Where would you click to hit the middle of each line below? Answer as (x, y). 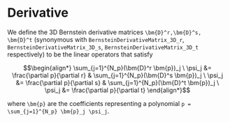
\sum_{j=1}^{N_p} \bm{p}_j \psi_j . (58, 111)
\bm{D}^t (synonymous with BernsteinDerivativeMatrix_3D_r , (96, 39)
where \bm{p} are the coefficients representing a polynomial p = (99, 103)
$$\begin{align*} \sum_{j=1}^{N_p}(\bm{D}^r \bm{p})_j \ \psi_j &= (117, 68)
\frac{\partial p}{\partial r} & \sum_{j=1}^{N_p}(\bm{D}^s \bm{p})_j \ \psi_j (117, 75)
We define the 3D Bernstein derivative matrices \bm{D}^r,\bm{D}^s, (104, 32)
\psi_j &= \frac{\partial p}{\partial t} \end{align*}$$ (117, 90)
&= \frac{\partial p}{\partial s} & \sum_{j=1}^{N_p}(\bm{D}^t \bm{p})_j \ (117, 82)
